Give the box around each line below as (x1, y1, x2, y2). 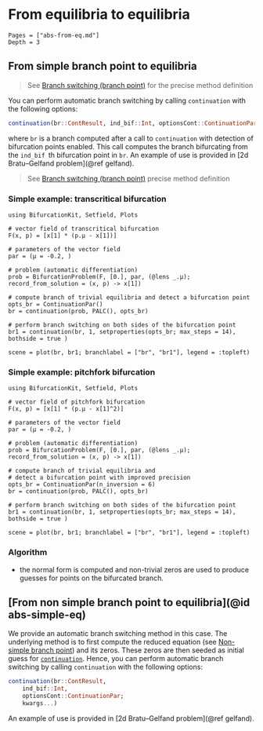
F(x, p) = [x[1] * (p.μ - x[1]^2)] (8, 405, 124, 413)
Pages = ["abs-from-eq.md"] (8, 31, 100, 39)
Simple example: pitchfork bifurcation (8, 367, 156, 378)
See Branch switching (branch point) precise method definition (27, 174, 230, 183)
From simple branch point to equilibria (8, 60, 197, 73)
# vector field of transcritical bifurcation (8, 225, 159, 232)
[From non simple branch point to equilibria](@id (8, 595, 250, 609)
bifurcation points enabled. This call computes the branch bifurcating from (8, 141, 248, 151)
